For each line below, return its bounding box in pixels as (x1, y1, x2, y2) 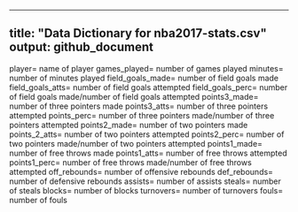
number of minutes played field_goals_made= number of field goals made (9, 72, 279, 83)
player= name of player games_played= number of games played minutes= (9, 63, 284, 73)
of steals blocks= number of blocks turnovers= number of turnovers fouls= (9, 185, 284, 195)
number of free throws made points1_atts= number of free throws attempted (9, 148, 288, 158)
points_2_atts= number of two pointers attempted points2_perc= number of (9, 129, 285, 140)
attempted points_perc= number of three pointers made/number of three (9, 110, 275, 120)
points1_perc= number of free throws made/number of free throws (9, 156, 253, 168)
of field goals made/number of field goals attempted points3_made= (9, 91, 259, 102)
